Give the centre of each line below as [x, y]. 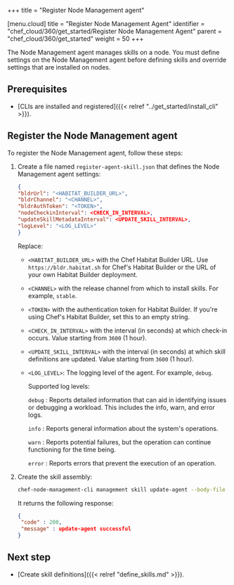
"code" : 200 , [41, 522]
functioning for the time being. [72, 449]
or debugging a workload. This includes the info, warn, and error [122, 407]
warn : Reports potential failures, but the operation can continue [119, 442]
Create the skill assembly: [55, 477]
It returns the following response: [65, 503]
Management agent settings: [59, 174]
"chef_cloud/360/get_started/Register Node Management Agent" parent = [115, 31]
